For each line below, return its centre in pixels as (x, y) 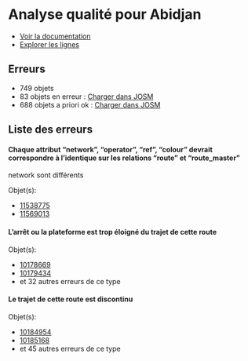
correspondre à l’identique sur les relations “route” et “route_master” (124, 158)
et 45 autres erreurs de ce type (70, 348)
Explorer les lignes (49, 44)
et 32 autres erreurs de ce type (70, 281)
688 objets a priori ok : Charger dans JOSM (90, 104)
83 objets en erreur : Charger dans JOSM (86, 97)
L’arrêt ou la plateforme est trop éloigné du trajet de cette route (113, 232)
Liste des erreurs (50, 130)
